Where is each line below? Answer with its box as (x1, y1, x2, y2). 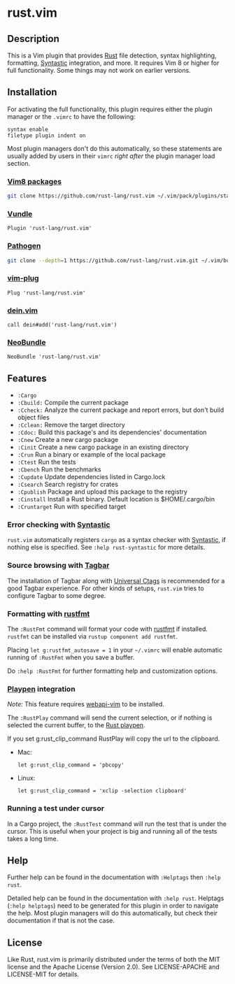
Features (7, 372, 47, 384)
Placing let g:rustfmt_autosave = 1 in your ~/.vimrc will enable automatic (7, 646, 222, 655)
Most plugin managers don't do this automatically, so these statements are (7, 144, 222, 152)
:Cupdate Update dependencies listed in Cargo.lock (17, 473, 166, 481)
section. (7, 159, 31, 167)
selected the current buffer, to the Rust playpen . (7, 721, 145, 729)
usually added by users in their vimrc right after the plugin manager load (7, 152, 215, 160)
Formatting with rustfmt (7, 608, 90, 618)
